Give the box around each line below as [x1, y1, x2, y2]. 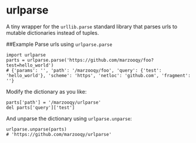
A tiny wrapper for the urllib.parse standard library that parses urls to [6, 23, 178, 30]
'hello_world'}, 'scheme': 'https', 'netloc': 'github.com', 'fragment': [6, 72, 191, 78]
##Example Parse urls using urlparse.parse [6, 41, 113, 48]
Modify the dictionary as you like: [6, 88, 87, 95]
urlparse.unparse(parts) [6, 126, 67, 132]
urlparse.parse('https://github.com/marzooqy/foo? [27, 57, 154, 63]
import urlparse [6, 52, 46, 58]
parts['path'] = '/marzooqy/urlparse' [6, 99, 101, 105]
